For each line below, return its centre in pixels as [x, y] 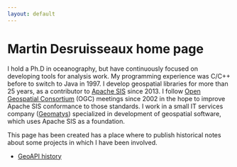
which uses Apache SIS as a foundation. [66, 121]
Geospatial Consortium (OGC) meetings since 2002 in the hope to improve [116, 98]
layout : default [31, 14]
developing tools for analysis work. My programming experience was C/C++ [119, 76]
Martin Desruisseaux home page [106, 48]
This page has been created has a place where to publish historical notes [114, 134]
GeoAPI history [39, 156]
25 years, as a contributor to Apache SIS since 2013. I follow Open [104, 91]
